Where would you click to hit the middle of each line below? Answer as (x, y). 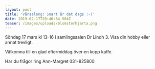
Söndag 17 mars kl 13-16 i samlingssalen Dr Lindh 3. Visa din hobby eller (77, 37)
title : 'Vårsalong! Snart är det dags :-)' (50, 14)
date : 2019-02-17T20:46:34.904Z (38, 19)
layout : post (18, 10)
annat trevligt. (19, 43)
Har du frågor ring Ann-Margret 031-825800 (50, 61)
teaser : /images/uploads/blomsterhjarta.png (51, 23)
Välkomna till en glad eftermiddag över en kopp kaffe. (59, 52)
